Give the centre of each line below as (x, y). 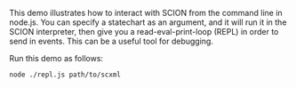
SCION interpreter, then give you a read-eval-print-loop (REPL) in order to (144, 32)
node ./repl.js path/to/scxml (65, 75)
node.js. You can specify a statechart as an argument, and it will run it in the (148, 22)
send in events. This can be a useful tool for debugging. (111, 41)
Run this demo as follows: (56, 58)
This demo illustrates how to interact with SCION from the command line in (146, 13)
